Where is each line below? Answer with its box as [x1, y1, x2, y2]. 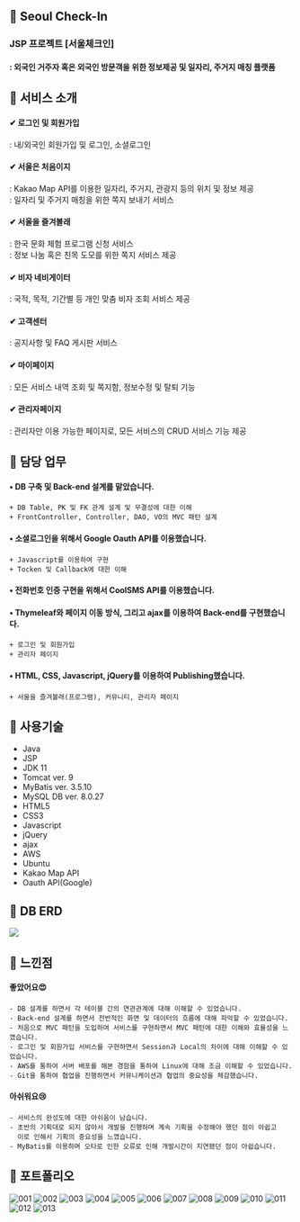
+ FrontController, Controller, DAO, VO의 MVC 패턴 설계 [9, 513, 217, 522]
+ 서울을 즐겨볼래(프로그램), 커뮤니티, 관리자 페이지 [9, 692, 180, 702]
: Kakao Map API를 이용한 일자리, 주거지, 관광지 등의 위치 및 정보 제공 [9, 183, 254, 193]
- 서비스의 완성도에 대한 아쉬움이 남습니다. [9, 1113, 149, 1122]
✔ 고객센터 [9, 316, 48, 327]
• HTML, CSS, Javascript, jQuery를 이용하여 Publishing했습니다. [9, 669, 245, 680]
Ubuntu [22, 858, 51, 869]
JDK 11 [22, 762, 48, 774]
